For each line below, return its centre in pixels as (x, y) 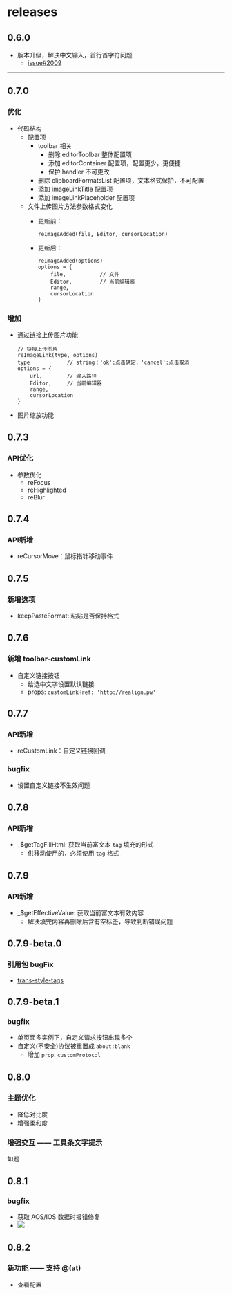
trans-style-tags (40, 980)
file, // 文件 (85, 274)
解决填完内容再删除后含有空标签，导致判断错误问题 (100, 921)
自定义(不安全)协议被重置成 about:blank (74, 1046)
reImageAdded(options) (70, 261)
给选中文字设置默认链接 (61, 684)
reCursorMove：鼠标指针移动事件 (65, 556)
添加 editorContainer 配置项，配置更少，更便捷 (114, 163)
